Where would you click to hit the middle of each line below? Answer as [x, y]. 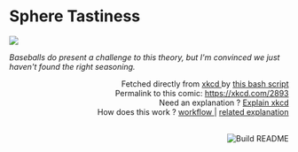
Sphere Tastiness [75, 16]
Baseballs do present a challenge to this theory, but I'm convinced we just [145, 57]
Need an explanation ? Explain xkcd [224, 103]
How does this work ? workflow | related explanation [193, 111]
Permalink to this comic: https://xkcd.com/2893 [202, 93]
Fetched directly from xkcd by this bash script [205, 84]
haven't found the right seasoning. [72, 66]
